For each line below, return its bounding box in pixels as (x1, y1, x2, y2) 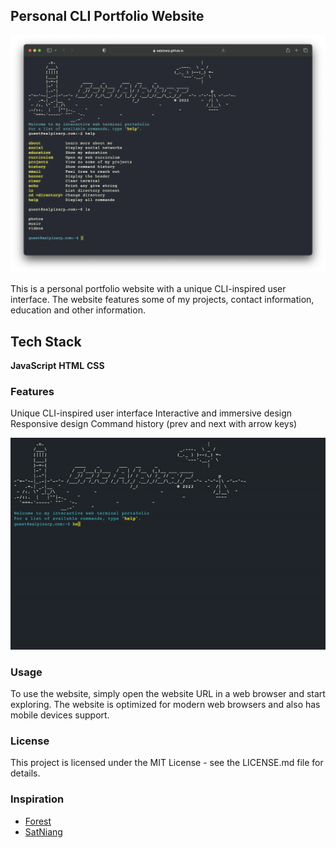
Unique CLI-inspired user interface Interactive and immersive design (10, 407, 293, 419)
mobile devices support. (10, 709, 110, 721)
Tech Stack (10, 333, 82, 350)
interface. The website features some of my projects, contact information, (10, 294, 315, 306)
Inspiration (10, 792, 65, 806)
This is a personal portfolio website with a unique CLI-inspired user (10, 283, 287, 295)
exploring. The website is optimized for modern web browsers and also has (10, 699, 321, 711)
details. (10, 767, 41, 779)
